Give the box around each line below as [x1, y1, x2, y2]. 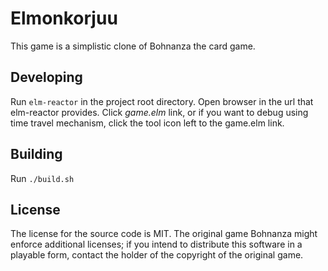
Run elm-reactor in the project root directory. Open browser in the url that [10, 95, 314, 107]
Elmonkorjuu [10, 7, 118, 30]
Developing [10, 69, 83, 86]
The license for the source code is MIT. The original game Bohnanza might [10, 228, 318, 240]
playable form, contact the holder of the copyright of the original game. [10, 249, 304, 261]
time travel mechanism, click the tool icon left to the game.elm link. [10, 117, 285, 129]
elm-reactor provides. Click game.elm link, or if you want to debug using [10, 106, 309, 118]
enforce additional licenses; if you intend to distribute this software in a [10, 238, 303, 251]
